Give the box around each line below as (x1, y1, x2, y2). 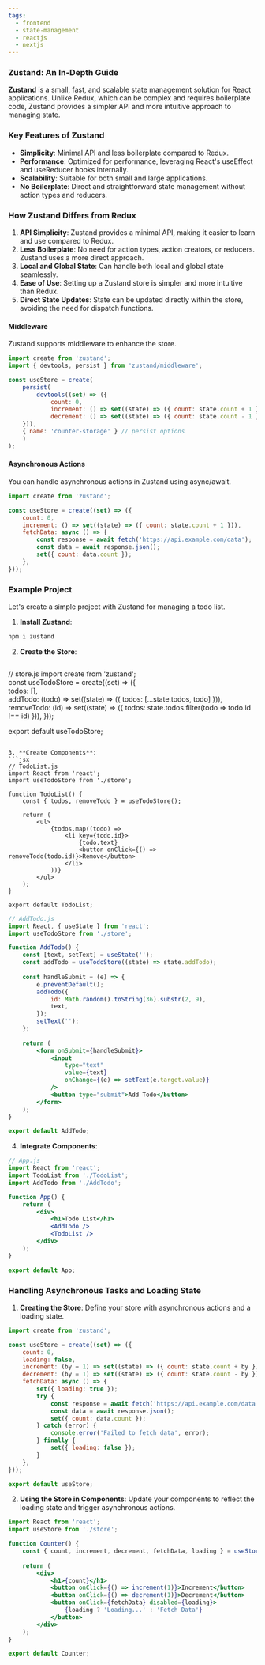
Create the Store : (19, 646, 77, 657)
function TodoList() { (8, 790, 83, 798)
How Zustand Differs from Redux (8, 210, 136, 221)
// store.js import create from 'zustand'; (8, 669, 136, 679)
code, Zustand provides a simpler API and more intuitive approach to (8, 102, 231, 112)
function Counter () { (8, 1540, 80, 1548)
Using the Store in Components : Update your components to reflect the (19, 1494, 255, 1504)
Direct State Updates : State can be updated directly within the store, (19, 295, 244, 305)
